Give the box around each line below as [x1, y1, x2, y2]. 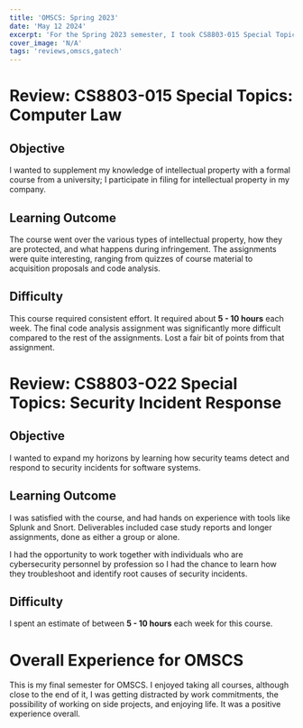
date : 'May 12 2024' [9, 22, 87, 31]
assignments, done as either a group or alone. [9, 531, 180, 542]
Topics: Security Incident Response [9, 392, 282, 413]
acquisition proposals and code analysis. [9, 263, 161, 274]
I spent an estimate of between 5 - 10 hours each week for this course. [9, 618, 273, 629]
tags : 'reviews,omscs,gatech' [9, 47, 124, 56]
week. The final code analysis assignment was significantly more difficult [9, 322, 281, 333]
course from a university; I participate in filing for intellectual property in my [9, 174, 290, 185]
